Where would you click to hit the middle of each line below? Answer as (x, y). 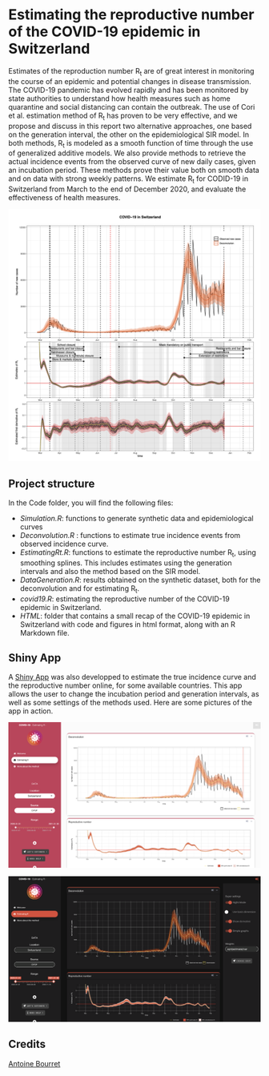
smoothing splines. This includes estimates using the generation (126, 563)
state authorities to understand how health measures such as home (119, 98)
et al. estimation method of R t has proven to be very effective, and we (123, 116)
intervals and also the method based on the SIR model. (110, 571)
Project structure (52, 483)
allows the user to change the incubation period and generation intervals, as (134, 694)
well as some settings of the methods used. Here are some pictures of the (130, 703)
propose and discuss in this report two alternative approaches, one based (130, 126)
